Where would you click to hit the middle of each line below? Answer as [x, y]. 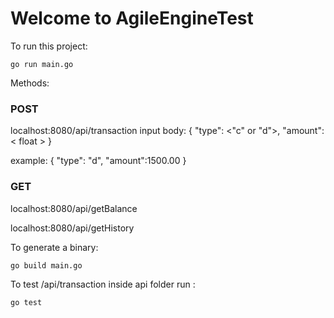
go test [26, 302]
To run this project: [49, 46]
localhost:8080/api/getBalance [74, 208]
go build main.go [46, 265]
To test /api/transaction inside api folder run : [103, 284]
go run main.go [42, 64]
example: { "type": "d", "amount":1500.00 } [98, 161]
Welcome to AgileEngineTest [132, 18]
